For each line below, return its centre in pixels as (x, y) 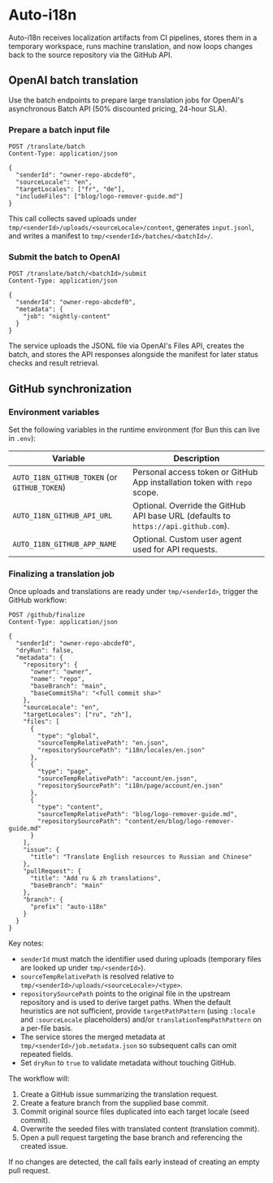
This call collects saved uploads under (73, 219)
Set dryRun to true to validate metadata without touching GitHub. (128, 1063)
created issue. (44, 1146)
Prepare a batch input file (59, 129)
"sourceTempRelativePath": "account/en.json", (118, 779)
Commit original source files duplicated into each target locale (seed (134, 1111)
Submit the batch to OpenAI (64, 256)
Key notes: (26, 943)
